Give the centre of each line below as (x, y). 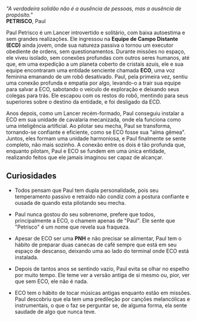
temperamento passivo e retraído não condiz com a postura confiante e (102, 196)
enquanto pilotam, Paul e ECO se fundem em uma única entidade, (86, 151)
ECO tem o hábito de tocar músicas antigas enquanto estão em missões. (103, 293)
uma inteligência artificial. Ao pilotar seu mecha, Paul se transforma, (89, 126)
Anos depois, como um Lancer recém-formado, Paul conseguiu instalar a (95, 113)
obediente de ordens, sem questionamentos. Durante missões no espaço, (96, 52)
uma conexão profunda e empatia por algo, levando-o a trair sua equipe (93, 83)
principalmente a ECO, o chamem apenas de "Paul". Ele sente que (95, 220)
